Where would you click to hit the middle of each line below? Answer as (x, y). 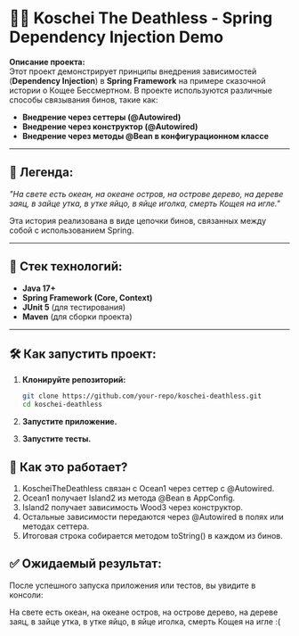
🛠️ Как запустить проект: (83, 354)
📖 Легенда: (41, 173)
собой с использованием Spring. (72, 230)
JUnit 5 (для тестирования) (74, 307)
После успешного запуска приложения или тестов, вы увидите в (133, 585)
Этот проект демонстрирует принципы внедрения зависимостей (133, 71)
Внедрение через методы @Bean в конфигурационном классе (145, 136)
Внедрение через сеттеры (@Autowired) (101, 117)
